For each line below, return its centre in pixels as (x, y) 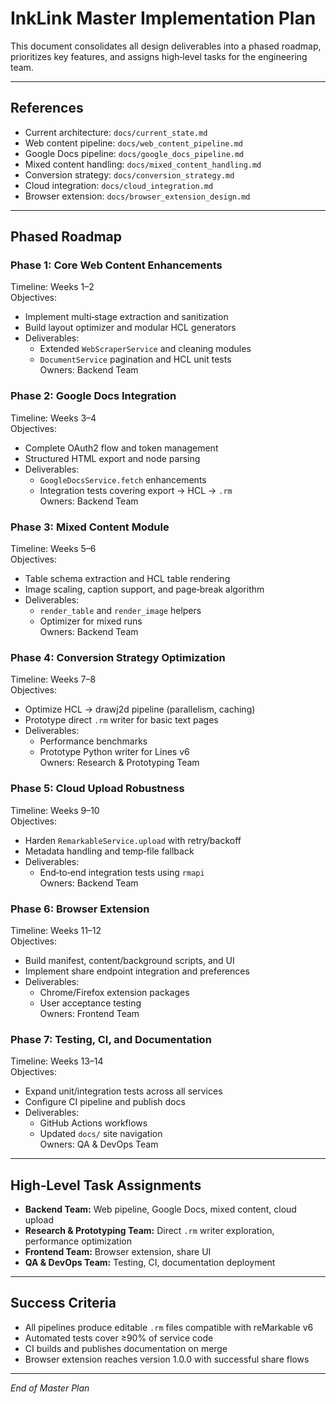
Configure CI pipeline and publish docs (105, 1102)
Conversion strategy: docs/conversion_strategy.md (129, 174)
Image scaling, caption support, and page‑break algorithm (144, 589)
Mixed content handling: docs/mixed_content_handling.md (143, 164)
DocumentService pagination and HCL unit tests (135, 359)
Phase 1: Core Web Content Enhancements (116, 265)
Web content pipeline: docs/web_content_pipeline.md (133, 143)
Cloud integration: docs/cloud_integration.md (119, 185)
